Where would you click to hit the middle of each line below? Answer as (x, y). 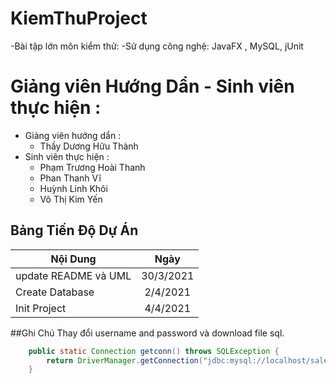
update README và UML (73, 275)
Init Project (41, 308)
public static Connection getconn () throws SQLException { (154, 351)
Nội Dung (73, 259)
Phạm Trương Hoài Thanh (92, 167)
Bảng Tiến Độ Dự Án (74, 230)
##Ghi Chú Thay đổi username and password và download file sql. (147, 333)
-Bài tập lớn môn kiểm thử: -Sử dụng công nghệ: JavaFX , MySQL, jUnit (157, 46)
